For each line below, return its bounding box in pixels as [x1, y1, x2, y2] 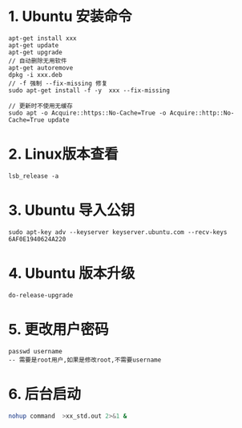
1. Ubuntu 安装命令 [8, 7, 132, 26]
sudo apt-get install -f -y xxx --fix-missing [8, 86, 171, 95]
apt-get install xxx [8, 34, 78, 42]
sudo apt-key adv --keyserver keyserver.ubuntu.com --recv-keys [8, 228, 228, 236]
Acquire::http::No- [169, 109, 235, 117]
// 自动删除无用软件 [8, 57, 67, 65]
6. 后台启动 [8, 385, 82, 403]
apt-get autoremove [8, 63, 74, 72]
